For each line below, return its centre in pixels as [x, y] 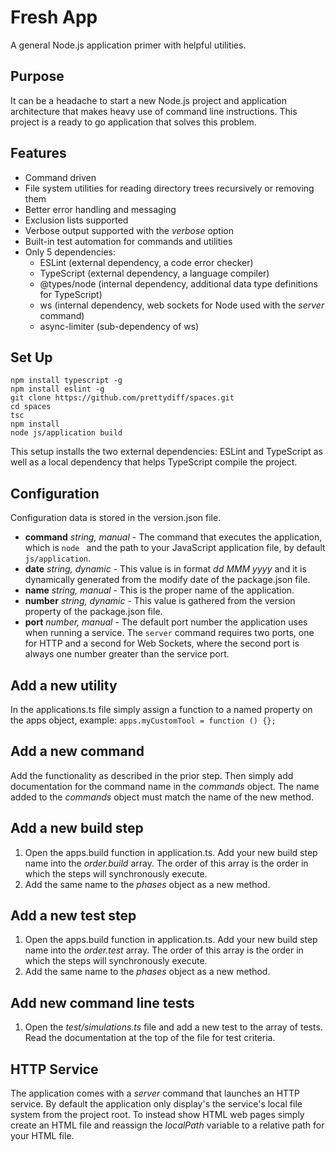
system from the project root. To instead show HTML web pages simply [157, 1115]
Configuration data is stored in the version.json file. [116, 518]
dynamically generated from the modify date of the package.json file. [167, 580]
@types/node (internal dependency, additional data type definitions [178, 283]
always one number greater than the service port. [127, 654]
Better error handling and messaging [100, 209]
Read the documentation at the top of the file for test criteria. [150, 1038]
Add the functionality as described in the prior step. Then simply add [152, 775]
